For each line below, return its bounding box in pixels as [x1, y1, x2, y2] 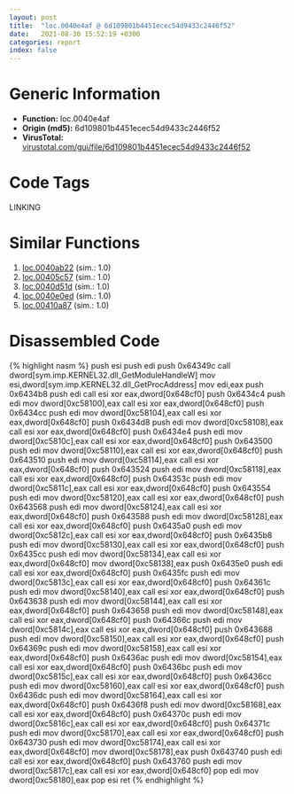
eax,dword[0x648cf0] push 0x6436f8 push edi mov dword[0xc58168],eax [9, 699, 282, 710]
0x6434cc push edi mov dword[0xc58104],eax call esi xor [9, 407, 222, 417]
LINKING [9, 202, 42, 213]
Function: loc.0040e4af [21, 113, 111, 124]
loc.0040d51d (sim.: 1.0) [21, 281, 111, 292]
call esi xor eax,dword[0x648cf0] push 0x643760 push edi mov [9, 755, 243, 767]
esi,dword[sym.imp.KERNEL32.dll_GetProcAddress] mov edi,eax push [9, 378, 264, 390]
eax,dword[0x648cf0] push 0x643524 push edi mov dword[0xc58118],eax [9, 463, 282, 474]
